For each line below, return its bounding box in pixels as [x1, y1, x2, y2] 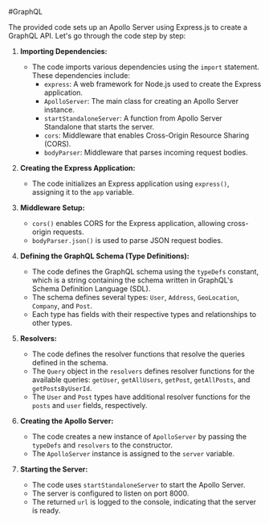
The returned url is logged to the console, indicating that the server [31, 497, 257, 506]
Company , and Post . [31, 301, 93, 311]
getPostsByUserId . [31, 384, 92, 393]
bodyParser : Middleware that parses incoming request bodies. [43, 148, 248, 157]
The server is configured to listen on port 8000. [31, 488, 190, 498]
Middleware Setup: [19, 203, 86, 212]
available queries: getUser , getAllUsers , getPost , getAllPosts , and [31, 375, 251, 385]
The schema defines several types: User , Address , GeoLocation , [31, 293, 239, 302]
